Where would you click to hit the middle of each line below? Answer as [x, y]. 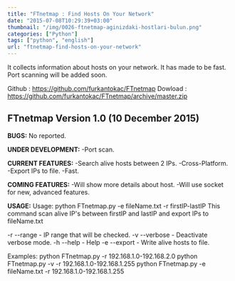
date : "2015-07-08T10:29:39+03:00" [60, 21]
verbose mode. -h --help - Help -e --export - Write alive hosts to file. [109, 242]
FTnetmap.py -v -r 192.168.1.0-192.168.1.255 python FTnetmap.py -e [107, 263]
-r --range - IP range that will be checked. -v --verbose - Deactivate [108, 235]
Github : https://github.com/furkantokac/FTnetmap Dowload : [97, 89]
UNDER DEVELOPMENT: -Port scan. [61, 149]
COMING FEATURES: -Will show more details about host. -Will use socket [116, 184]
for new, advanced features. [49, 192]
